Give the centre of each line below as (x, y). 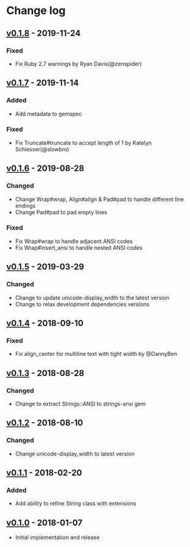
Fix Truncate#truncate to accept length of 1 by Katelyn (83, 143)
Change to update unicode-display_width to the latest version (92, 297)
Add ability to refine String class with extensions (76, 504)
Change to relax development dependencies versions (82, 304)
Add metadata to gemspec (48, 114)
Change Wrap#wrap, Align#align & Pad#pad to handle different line (99, 199)
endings (25, 206)
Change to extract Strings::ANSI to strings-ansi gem (80, 404)
